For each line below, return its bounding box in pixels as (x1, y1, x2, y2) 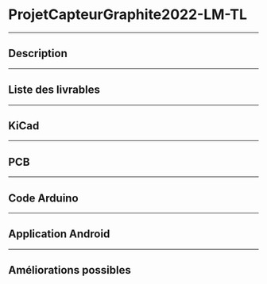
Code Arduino (8, 191, 79, 205)
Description (8, 47, 68, 60)
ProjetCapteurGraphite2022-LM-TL (8, 6, 248, 24)
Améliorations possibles (8, 263, 131, 277)
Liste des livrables (8, 83, 101, 97)
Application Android (8, 228, 110, 241)
